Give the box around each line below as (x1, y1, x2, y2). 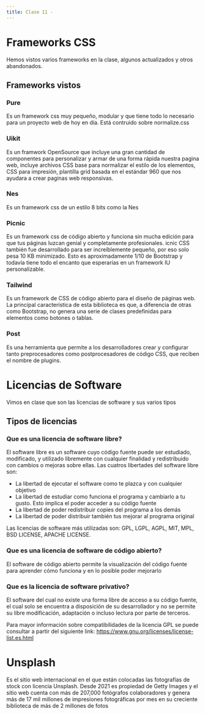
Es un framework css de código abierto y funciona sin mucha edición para (6, 233, 194, 240)
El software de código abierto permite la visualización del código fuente (6, 560, 188, 568)
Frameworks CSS (6, 35, 96, 49)
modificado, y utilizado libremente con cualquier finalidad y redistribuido (6, 455, 189, 462)
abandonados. (6, 62, 43, 69)
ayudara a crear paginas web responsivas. (6, 174, 114, 182)
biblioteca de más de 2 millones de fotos (6, 702, 109, 709)
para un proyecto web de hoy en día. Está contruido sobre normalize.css (6, 119, 190, 126)
